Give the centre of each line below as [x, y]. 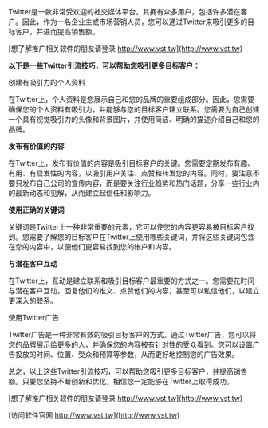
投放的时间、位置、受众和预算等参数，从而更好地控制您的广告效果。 [127, 354]
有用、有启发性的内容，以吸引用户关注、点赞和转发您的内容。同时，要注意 [130, 173]
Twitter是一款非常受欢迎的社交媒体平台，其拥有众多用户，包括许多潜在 [124, 12]
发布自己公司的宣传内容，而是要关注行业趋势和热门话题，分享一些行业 [137, 183]
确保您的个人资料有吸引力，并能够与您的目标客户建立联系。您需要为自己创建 [134, 109]
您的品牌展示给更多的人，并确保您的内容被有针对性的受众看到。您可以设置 [130, 344]
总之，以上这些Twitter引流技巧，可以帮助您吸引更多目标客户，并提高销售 [128, 371]
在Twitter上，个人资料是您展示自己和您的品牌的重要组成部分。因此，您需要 [132, 99]
